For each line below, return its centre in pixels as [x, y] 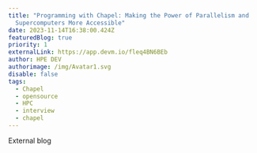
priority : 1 [28, 45]
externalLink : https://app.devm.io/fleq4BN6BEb [88, 52]
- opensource [37, 96]
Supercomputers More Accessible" [70, 23]
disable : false [33, 74]
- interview [35, 111]
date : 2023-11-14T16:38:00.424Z [61, 30]
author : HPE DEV [35, 60]
